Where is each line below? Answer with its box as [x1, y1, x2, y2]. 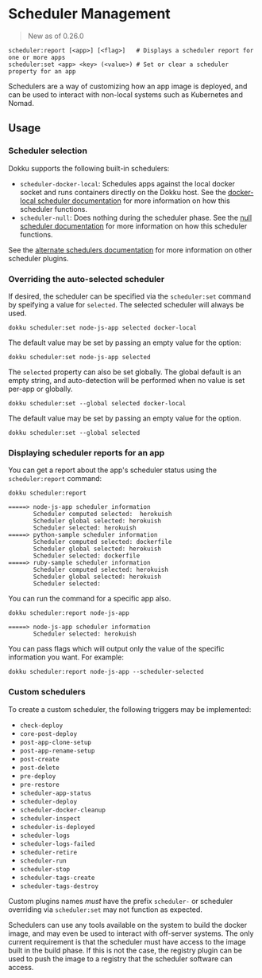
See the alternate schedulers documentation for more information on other [8, 244, 252, 255]
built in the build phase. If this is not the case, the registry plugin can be [8, 945, 242, 955]
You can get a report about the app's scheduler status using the [8, 465, 217, 475]
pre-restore [19, 780, 60, 788]
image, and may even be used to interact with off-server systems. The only [8, 929, 254, 938]
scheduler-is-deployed [19, 823, 95, 831]
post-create [19, 755, 60, 763]
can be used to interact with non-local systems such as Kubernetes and [8, 89, 244, 100]
